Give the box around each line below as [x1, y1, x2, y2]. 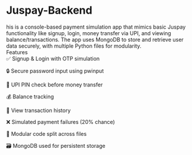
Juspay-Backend [6, 4, 92, 17]
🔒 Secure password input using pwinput [6, 67, 104, 75]
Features [6, 48, 28, 55]
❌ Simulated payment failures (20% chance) [6, 118, 115, 125]
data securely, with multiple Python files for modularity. [6, 42, 142, 49]
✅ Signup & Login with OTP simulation [6, 55, 100, 62]
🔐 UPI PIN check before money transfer [6, 81, 103, 88]
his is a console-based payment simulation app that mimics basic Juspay [6, 23, 186, 30]
